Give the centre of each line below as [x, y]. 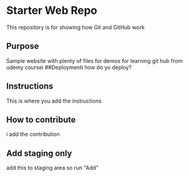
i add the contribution [33, 134]
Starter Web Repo [52, 11]
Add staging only [39, 153]
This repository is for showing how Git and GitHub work [75, 27]
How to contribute [41, 119]
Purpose [23, 46]
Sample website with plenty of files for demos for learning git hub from [94, 60]
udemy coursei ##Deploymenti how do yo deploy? [69, 67]
